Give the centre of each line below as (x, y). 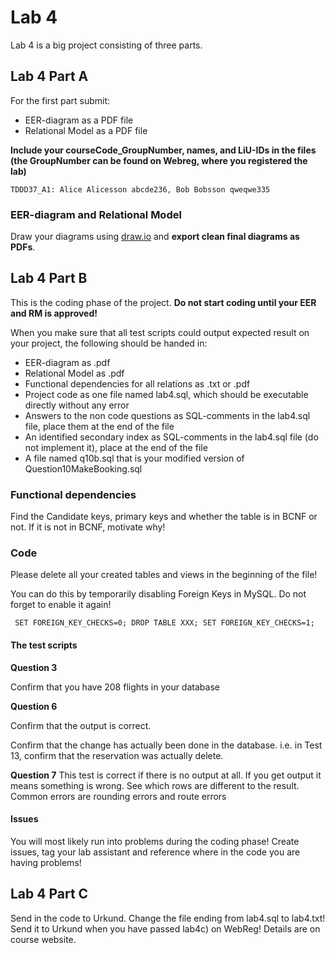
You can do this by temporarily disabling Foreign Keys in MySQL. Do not (158, 594)
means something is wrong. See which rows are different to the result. (155, 785)
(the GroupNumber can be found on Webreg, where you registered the (159, 160)
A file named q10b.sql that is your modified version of (134, 458)
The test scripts (44, 645)
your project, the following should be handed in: (109, 343)
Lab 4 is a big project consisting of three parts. (106, 45)
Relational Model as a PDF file (86, 130)
